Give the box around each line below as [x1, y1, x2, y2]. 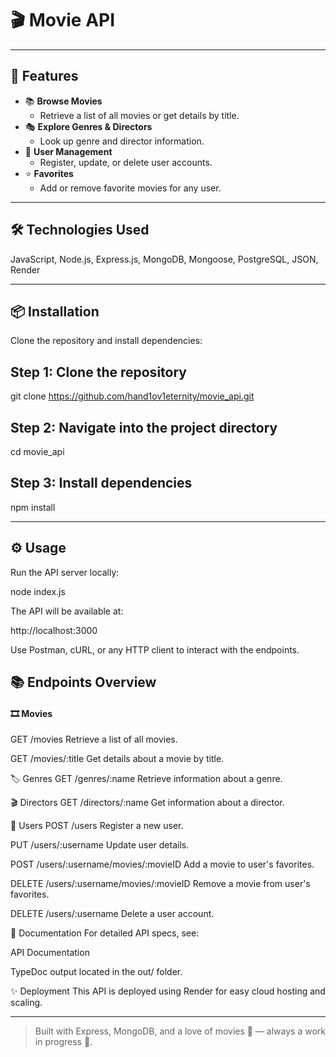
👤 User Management [24, 145, 113, 157]
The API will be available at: [10, 605, 124, 617]
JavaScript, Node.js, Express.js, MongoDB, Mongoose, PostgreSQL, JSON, [10, 253, 319, 265]
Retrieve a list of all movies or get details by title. [39, 109, 240, 121]
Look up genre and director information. [39, 135, 205, 147]
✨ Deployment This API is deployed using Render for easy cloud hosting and [10, 985, 326, 997]
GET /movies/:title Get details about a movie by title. [10, 753, 225, 765]
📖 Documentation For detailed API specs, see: [10, 927, 200, 939]
